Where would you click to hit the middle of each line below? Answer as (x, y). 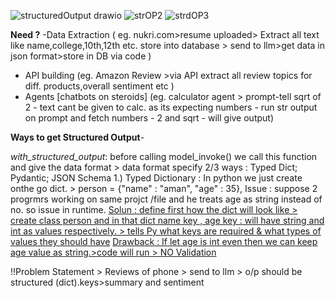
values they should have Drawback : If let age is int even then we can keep (164, 241)
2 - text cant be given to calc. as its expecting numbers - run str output (171, 107)
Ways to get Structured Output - (77, 137)
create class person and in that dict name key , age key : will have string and (167, 220)
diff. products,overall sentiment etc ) (99, 86)
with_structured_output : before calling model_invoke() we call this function (164, 156)
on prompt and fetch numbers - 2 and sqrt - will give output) (149, 118)
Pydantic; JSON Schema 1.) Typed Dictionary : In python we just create (156, 178)
